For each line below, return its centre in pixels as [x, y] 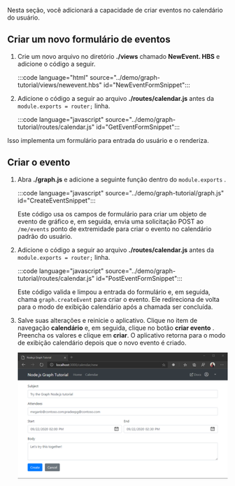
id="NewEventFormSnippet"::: [147, 85]
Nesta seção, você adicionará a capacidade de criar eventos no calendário [115, 10]
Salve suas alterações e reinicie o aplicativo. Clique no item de [107, 320]
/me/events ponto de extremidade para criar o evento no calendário [114, 229]
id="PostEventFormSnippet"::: [140, 278]
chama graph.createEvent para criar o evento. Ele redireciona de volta [119, 299]
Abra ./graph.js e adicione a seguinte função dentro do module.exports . [122, 179]
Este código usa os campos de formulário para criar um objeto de [112, 214]
